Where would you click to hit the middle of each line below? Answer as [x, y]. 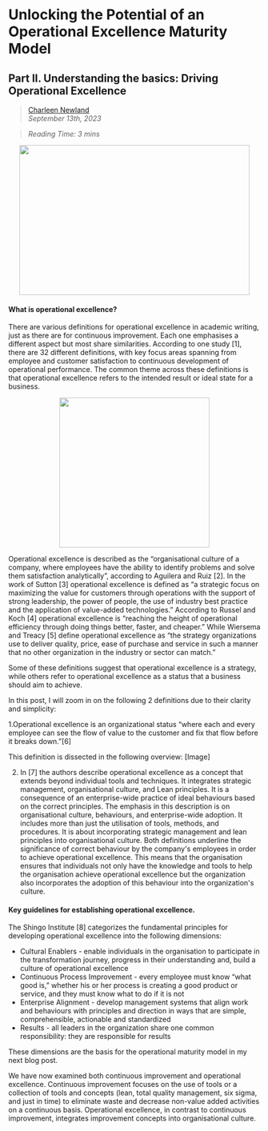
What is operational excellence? [63, 309]
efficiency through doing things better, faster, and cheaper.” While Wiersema [134, 627]
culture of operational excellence [74, 969]
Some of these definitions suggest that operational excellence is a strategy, [132, 668]
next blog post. [33, 1061]
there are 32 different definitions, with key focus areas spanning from [123, 353]
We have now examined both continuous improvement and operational [125, 1076]
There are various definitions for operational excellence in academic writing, [134, 327]
